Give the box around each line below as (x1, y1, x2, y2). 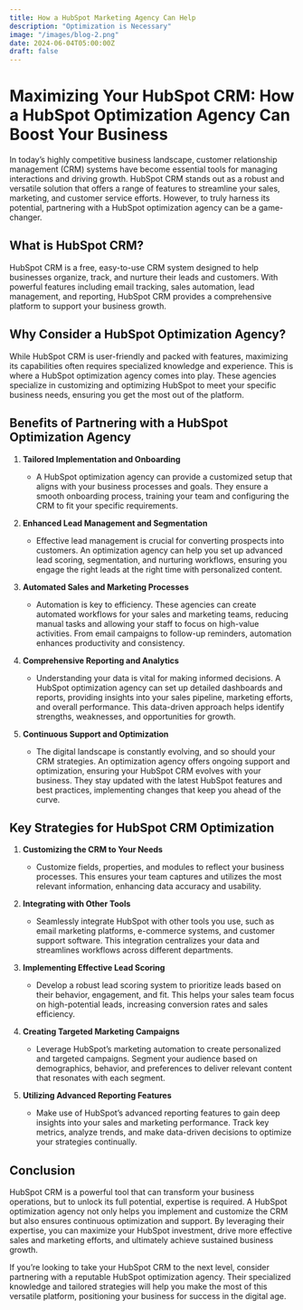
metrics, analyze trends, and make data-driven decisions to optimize (35, 1127, 292, 1138)
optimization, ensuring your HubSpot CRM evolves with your (35, 765, 261, 776)
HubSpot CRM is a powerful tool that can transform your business (9, 1187, 255, 1198)
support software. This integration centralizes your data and (35, 935, 260, 946)
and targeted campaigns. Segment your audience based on (35, 1053, 258, 1064)
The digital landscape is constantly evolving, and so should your (35, 745, 276, 756)
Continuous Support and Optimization (22, 728, 169, 739)
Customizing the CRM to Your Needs (22, 844, 163, 855)
